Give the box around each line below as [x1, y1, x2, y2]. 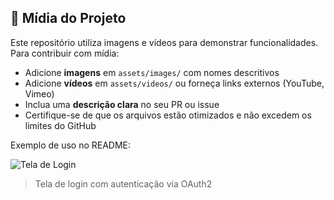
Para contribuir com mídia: [10, 47, 120, 59]
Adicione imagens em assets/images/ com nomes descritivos [24, 66, 280, 78]
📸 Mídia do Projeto [10, 10, 127, 27]
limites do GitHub [24, 119, 97, 131]
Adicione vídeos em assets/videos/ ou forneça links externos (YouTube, [24, 77, 325, 89]
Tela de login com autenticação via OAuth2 [34, 177, 213, 190]
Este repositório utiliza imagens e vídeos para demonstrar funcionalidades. [10, 36, 319, 48]
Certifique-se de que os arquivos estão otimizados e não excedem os [24, 109, 312, 121]
